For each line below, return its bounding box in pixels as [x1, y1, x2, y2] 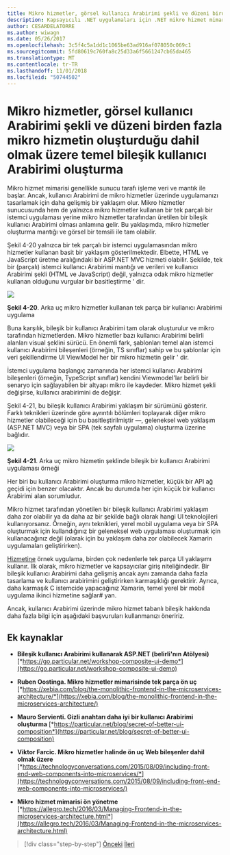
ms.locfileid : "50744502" [7, 73, 81, 81]
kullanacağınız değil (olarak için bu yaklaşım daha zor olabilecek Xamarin [7, 534, 213, 543]
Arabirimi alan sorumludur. [7, 492, 82, 500]
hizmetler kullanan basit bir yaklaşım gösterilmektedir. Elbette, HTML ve [7, 248, 209, 257]
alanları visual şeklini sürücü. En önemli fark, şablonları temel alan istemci [7, 338, 214, 347]
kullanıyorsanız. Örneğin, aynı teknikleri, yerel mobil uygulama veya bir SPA [7, 520, 219, 528]
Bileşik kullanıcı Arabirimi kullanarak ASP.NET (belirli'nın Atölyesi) [16, 650, 209, 658]
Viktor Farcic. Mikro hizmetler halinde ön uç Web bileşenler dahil [16, 748, 205, 756]
